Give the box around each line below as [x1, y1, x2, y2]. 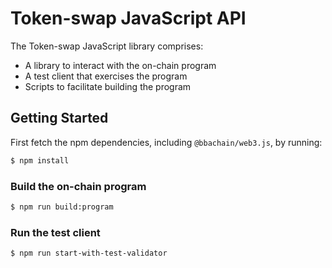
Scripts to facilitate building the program [24, 80, 192, 92]
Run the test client [10, 225, 101, 239]
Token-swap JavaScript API [10, 7, 247, 30]
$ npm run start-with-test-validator [10, 248, 168, 259]
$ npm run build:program [10, 202, 114, 212]
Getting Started [10, 110, 109, 127]
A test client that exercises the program [24, 70, 188, 82]
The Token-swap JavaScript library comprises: [10, 40, 204, 52]
